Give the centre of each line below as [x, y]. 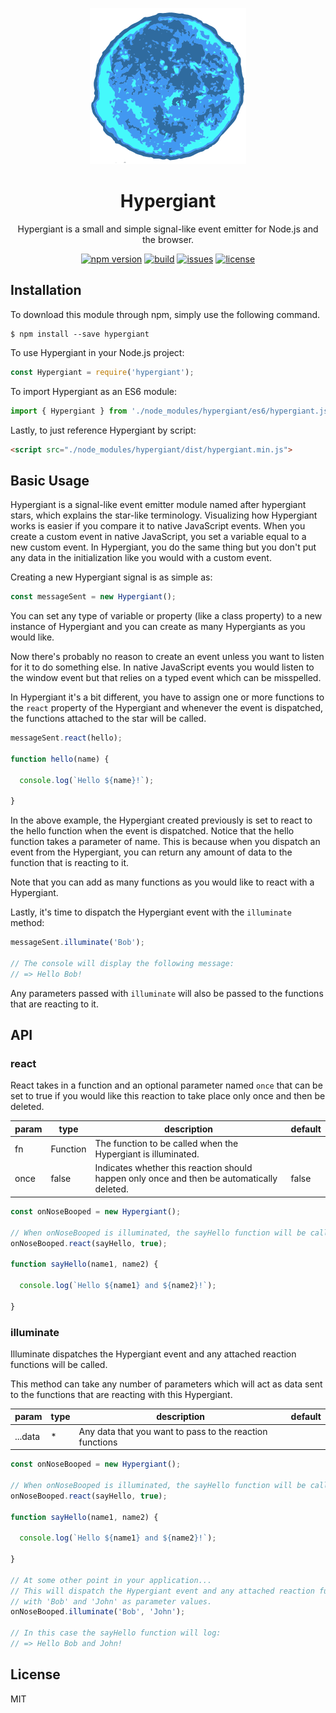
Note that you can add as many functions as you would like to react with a [162, 882]
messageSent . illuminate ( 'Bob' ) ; [77, 943]
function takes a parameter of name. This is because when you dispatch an [165, 842]
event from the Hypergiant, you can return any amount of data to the [151, 852]
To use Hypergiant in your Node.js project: [97, 352]
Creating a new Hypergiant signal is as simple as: [111, 577]
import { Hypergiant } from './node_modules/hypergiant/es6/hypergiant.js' [171, 411]
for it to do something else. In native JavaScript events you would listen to [162, 667]
